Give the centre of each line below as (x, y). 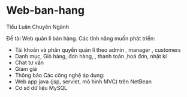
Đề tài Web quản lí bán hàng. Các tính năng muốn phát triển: (81, 38)
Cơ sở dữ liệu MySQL (41, 87)
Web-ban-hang (46, 10)
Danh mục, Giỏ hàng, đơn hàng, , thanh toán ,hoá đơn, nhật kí (91, 56)
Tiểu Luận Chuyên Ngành (38, 27)
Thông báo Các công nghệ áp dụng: (60, 75)
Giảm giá (26, 68)
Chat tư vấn (29, 62)
